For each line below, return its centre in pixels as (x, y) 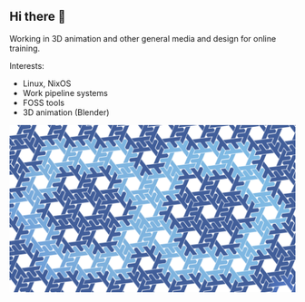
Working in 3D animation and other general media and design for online (143, 38)
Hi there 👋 (38, 17)
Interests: (27, 65)
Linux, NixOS (47, 83)
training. (25, 48)
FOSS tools (44, 102)
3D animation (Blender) (66, 112)
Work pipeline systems (65, 93)
